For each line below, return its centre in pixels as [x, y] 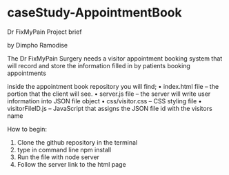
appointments [27, 73]
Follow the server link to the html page [71, 164]
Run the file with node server [58, 157]
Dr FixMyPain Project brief [44, 32]
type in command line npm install [64, 150]
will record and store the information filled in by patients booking [99, 65]
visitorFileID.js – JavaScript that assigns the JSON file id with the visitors [110, 108]
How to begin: [27, 129]
